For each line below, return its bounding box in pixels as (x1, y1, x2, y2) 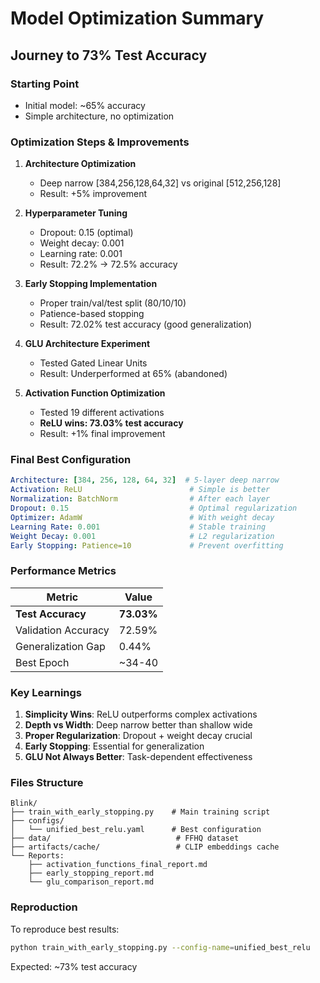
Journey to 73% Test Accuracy (10, 47, 208, 64)
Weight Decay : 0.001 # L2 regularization (10, 531, 275, 541)
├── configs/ (10, 816, 65, 826)
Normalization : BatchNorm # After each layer (10, 494, 271, 504)
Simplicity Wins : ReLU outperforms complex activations (24, 708, 258, 721)
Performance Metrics (10, 564, 117, 578)
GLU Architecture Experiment (24, 338, 151, 350)
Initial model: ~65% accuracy (24, 99, 146, 111)
